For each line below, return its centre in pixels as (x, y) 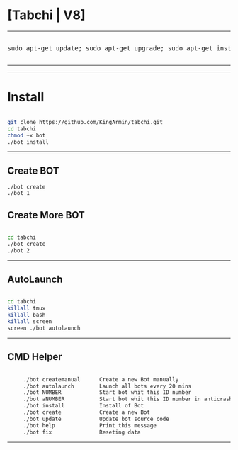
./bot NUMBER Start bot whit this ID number (107, 393)
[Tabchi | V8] (46, 15)
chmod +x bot (27, 135)
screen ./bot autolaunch (44, 328)
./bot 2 (19, 251)
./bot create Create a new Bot (87, 412)
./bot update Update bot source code (96, 419)
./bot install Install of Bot (83, 406)
